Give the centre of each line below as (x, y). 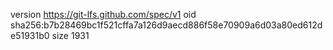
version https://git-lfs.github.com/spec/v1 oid (103, 14)
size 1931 (70, 35)
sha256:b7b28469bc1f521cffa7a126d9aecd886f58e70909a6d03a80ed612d (166, 25)
